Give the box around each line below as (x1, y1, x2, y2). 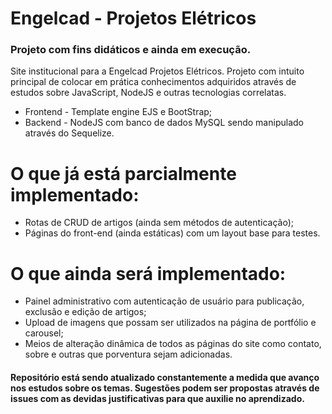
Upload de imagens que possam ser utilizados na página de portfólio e (24, 317, 317, 329)
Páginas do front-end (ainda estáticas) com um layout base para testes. (24, 227, 321, 239)
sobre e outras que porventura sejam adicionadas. (24, 348, 233, 361)
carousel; (24, 327, 64, 339)
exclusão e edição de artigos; (24, 306, 147, 318)
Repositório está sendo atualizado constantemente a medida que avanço (10, 371, 320, 383)
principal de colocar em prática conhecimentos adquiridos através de (10, 76, 297, 88)
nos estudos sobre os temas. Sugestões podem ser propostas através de (10, 382, 320, 394)
